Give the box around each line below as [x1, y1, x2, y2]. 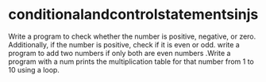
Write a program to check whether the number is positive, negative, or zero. [8, 32, 256, 41]
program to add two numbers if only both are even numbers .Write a [8, 48, 231, 58]
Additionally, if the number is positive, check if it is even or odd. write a [8, 39, 240, 49]
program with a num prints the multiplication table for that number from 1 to [8, 57, 254, 66]
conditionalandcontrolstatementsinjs [8, 6, 259, 24]
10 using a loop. [8, 65, 60, 74]
